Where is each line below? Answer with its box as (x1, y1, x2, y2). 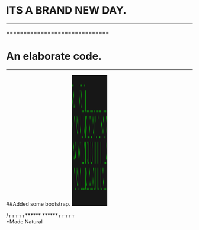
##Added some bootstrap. (6, 200, 70, 207)
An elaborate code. (6, 50, 102, 63)
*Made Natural (6, 218, 43, 225)
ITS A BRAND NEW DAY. (6, 4, 127, 17)
